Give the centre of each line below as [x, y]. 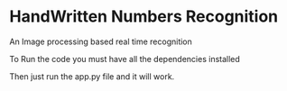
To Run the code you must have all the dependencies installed [125, 59]
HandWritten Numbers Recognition [144, 17]
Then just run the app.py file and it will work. [92, 76]
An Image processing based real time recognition [101, 41]
